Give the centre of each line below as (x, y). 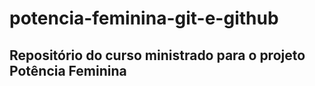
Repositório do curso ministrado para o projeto (157, 55)
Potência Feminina (68, 70)
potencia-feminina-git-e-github (144, 18)
